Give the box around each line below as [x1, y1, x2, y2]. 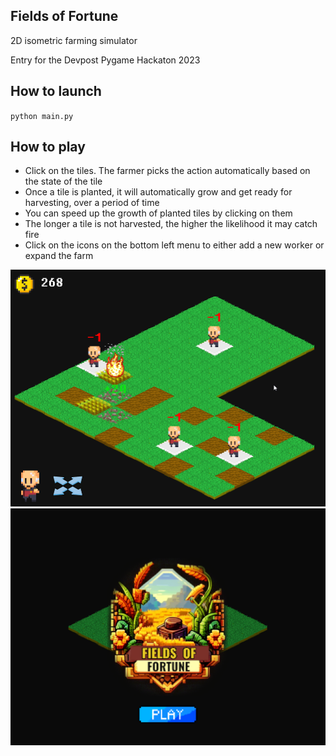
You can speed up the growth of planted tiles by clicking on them [24, 207, 293, 219]
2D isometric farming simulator [10, 34, 138, 46]
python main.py [10, 111, 74, 121]
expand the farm [24, 250, 94, 262]
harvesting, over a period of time [24, 197, 160, 209]
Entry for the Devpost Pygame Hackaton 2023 [10, 54, 201, 66]
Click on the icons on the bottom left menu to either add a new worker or [24, 239, 325, 251]
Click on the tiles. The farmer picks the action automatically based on [24, 165, 311, 177]
